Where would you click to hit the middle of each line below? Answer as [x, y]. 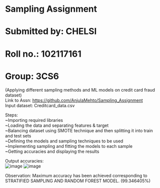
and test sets [18, 136]
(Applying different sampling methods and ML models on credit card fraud [80, 90]
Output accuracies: [25, 161]
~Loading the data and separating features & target [57, 125]
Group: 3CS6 [32, 76]
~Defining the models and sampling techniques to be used [64, 141]
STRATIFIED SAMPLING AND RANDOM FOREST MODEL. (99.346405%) [78, 181]
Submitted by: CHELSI [51, 32]
